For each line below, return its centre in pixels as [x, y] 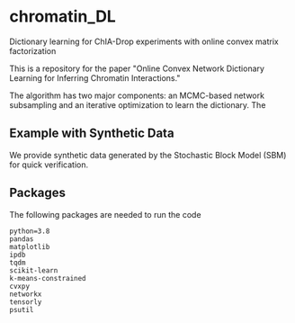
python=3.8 [30, 231]
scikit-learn [34, 270]
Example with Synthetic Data [92, 134]
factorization [33, 50]
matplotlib [30, 247]
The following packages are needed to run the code [105, 214]
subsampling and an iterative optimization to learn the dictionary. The [138, 104]
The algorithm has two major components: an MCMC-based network [137, 95]
